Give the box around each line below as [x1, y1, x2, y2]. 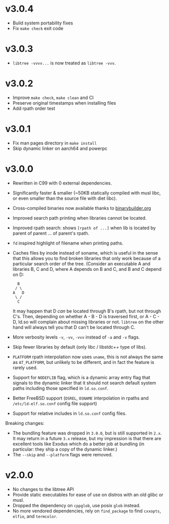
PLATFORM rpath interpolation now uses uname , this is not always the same [12, 354, 163, 360]
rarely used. [12, 364, 38, 371]
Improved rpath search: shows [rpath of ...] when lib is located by [12, 225, 156, 231]
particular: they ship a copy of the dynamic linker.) [12, 446, 117, 452]
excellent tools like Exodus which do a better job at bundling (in [12, 441, 145, 447]
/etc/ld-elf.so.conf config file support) [12, 400, 97, 407]
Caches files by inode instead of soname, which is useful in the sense [12, 250, 158, 256]
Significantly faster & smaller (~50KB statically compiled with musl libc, [12, 190, 161, 196]
